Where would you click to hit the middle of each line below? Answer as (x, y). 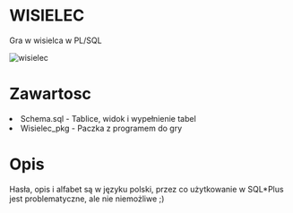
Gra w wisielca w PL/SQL (56, 40)
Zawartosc (51, 94)
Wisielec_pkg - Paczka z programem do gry (102, 128)
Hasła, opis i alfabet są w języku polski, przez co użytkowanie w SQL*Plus (146, 189)
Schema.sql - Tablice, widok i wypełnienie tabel (109, 118)
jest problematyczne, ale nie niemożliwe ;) (87, 199)
